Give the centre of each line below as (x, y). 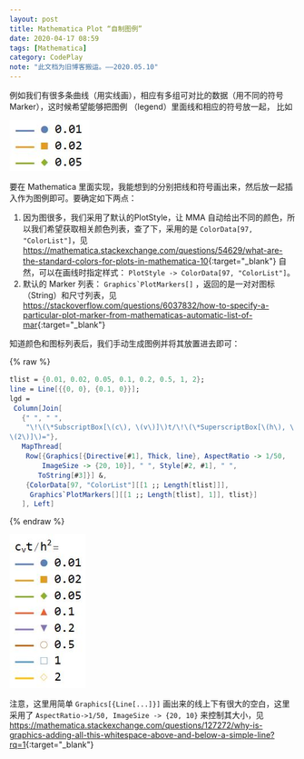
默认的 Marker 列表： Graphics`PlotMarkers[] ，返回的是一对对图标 (148, 284)
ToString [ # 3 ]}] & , (72, 475)
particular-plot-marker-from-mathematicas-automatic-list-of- (137, 315)
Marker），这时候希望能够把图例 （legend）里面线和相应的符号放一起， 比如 (151, 106)
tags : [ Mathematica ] (49, 48)
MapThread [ (42, 447)
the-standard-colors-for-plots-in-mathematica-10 (115, 261)
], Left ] (38, 504)
